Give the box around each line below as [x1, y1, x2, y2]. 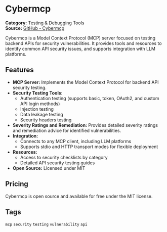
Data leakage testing [20, 111, 63, 117]
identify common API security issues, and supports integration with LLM [5, 45, 156, 52]
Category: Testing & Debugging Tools [5, 20, 85, 26]
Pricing [5, 180, 29, 189]
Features [5, 66, 34, 74]
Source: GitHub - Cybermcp [5, 25, 65, 31]
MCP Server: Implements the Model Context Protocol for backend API [12, 79, 159, 85]
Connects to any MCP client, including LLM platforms [20, 138, 132, 144]
